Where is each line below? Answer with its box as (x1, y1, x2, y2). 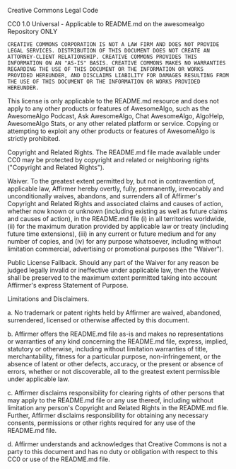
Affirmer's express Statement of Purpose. (7, 281, 129, 289)
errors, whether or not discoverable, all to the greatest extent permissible (7, 368, 220, 375)
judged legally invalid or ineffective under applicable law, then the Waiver (7, 266, 220, 274)
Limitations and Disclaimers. (7, 295, 90, 303)
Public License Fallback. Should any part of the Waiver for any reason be (7, 259, 219, 266)
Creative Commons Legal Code (7, 6, 99, 14)
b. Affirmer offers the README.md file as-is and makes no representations (7, 329, 224, 338)
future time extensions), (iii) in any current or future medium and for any (7, 230, 217, 238)
